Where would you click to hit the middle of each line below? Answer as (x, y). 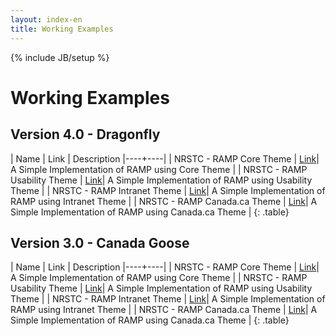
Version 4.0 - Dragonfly (85, 134)
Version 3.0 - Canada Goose (100, 242)
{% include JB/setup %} (60, 57)
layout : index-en (46, 19)
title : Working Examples (62, 29)
